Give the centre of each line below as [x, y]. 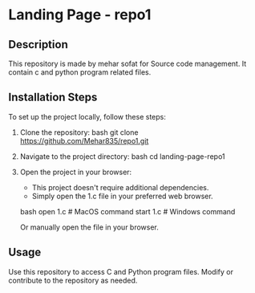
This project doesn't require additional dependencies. [120, 187]
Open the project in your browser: [76, 172]
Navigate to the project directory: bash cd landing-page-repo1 [122, 156]
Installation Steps [53, 98]
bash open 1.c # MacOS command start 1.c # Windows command [127, 211]
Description [38, 45]
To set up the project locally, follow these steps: [87, 116]
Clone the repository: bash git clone [79, 132]
